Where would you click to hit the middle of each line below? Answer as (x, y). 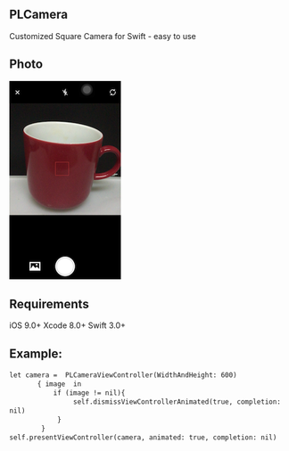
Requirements (49, 304)
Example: (36, 353)
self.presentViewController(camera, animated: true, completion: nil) (143, 438)
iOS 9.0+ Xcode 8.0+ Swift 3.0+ (68, 325)
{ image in (59, 384)
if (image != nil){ (89, 393)
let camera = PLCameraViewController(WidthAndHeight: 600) (124, 375)
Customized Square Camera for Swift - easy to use (103, 36)
